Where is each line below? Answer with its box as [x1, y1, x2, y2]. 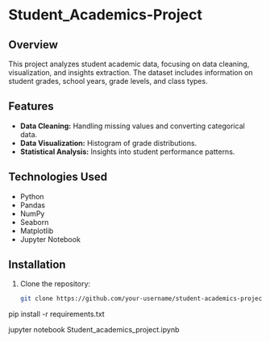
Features [8, 99, 54, 114]
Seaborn [19, 217, 49, 227]
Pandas [19, 200, 46, 210]
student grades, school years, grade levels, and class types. [8, 77, 208, 85]
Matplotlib [19, 226, 54, 236]
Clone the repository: [19, 279, 91, 289]
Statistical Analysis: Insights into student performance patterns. [19, 147, 235, 156]
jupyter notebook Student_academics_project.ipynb [8, 325, 180, 335]
